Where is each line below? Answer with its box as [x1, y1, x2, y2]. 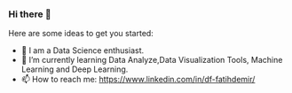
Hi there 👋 [8, 8, 52, 20]
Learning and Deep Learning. [20, 64, 129, 74]
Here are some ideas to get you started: [8, 28, 154, 39]
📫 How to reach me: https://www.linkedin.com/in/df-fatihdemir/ [20, 74, 256, 85]
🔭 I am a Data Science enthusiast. [20, 45, 145, 56]
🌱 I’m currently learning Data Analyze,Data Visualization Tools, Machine [20, 55, 283, 66]
